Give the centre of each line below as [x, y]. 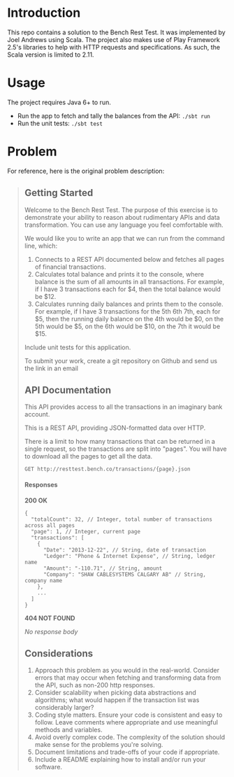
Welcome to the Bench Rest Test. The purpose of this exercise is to [121, 210]
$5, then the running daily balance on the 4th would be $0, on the [129, 318]
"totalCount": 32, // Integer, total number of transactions [122, 519]
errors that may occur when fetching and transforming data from [128, 678]
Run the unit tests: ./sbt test [60, 123]
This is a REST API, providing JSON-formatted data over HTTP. [115, 428]
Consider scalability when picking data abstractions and [116, 693]
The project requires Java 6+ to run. [59, 102]
